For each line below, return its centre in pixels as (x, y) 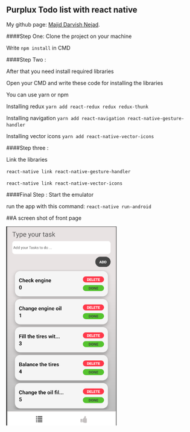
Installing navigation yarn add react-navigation (66, 118)
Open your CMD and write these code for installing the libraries (85, 83)
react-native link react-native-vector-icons (64, 183)
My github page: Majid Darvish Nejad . (53, 24)
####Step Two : (26, 59)
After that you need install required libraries (60, 71)
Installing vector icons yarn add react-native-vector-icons (80, 136)
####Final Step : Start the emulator (50, 194)
